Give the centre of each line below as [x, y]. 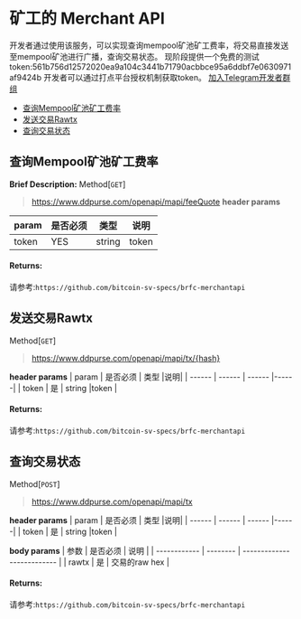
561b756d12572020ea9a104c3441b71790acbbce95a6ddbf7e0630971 [161, 66]
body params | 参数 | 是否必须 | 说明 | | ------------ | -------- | [125, 550]
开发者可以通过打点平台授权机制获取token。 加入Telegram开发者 [163, 77]
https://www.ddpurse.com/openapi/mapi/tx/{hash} [126, 358]
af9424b [26, 77]
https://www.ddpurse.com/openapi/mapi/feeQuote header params [156, 202]
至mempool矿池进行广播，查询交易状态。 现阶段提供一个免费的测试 [134, 56]
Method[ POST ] [35, 483]
